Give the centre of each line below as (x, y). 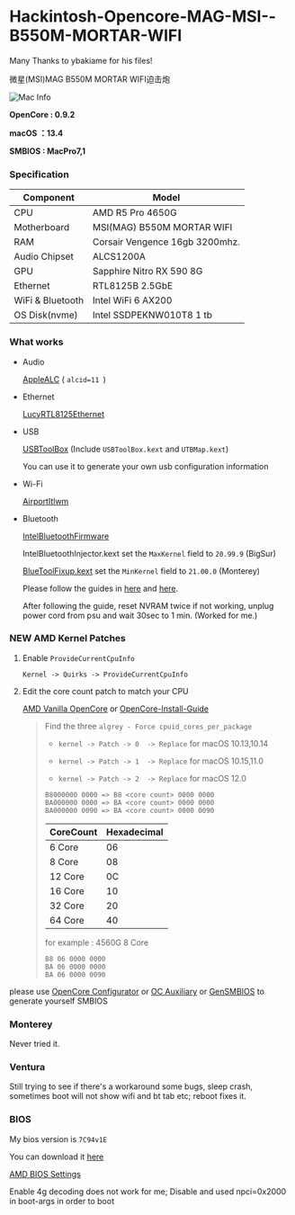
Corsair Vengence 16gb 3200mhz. (166, 242)
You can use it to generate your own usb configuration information (145, 466)
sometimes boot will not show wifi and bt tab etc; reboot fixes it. (128, 1096)
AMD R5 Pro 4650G (134, 213)
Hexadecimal (135, 832)
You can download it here (57, 1157)
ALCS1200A (119, 256)
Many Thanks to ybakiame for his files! (81, 60)
